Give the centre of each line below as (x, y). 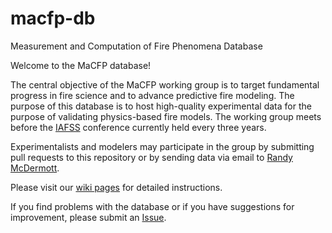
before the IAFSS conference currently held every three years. (138, 127)
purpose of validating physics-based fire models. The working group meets (166, 116)
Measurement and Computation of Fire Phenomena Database (136, 46)
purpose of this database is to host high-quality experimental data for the (161, 106)
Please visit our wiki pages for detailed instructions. (116, 187)
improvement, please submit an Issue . (88, 217)
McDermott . (35, 168)
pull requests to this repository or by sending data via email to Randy (151, 157)
